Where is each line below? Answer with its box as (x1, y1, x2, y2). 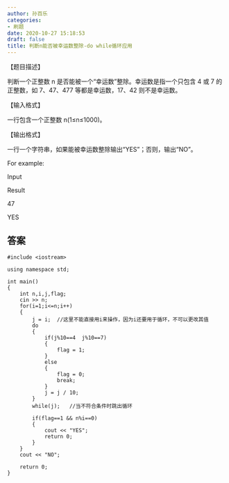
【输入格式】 (7, 101, 44, 109)
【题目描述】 (7, 63, 44, 70)
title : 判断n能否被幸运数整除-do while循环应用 (7, 42, 133, 49)
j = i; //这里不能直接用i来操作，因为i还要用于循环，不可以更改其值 (32, 316, 210, 323)
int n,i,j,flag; (19, 290, 67, 297)
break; (56, 377, 76, 383)
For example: (7, 159, 45, 167)
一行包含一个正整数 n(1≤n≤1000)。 (7, 116, 106, 124)
